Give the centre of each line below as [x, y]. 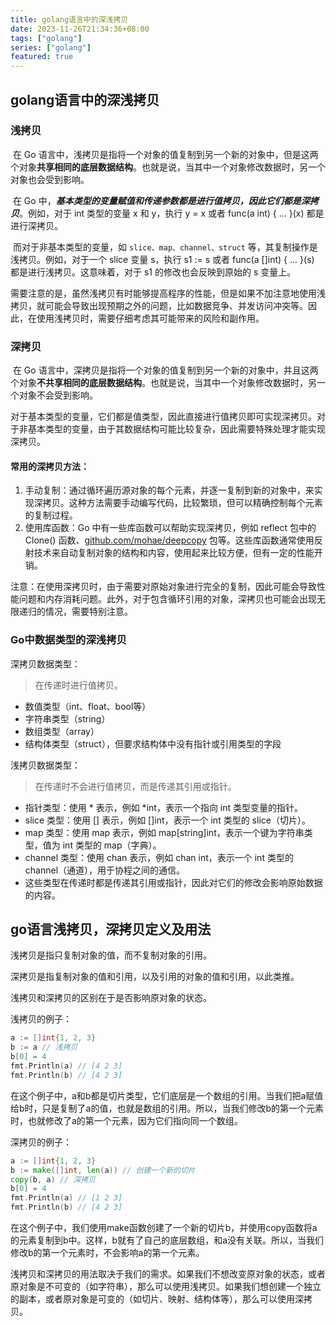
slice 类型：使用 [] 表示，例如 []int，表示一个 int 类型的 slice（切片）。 [167, 820]
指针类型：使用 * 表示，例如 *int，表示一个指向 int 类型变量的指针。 [163, 807]
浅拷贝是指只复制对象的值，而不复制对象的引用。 [111, 955]
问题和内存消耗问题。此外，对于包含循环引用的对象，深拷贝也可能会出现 [167, 599]
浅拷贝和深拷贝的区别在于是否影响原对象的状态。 [111, 998]
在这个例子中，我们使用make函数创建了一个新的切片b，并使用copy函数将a [164, 1228]
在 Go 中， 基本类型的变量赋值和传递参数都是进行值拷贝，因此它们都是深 [161, 200]
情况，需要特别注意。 [88, 612]
